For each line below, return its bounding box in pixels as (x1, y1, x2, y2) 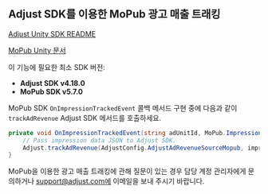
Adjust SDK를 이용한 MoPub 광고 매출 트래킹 (8, 7, 221, 21)
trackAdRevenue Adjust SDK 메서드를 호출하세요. (8, 113, 162, 122)
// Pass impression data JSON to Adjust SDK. (22, 136, 177, 145)
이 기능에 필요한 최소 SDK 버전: (8, 62, 105, 72)
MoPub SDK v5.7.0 (19, 87, 84, 96)
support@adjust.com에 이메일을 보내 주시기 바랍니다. (35, 177, 205, 186)
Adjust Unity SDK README (8, 29, 97, 38)
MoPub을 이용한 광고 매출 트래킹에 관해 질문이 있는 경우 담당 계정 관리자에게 (8, 166, 246, 177)
